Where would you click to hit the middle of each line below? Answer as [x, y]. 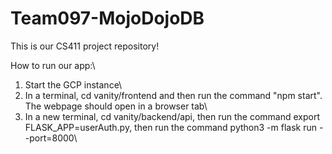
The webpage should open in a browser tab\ [116, 106]
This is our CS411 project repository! [85, 46]
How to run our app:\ [53, 65]
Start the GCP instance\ [73, 84]
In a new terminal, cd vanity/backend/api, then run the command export [172, 116]
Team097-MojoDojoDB [107, 18]
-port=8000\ [51, 138]
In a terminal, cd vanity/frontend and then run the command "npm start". [173, 95]
